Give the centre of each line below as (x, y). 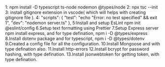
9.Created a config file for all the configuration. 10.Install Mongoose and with (83, 44)
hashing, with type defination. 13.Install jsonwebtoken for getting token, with (82, 54)
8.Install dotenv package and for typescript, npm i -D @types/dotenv (75, 38)
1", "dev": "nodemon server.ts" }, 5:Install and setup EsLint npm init (73, 23)
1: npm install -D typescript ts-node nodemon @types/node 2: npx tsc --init (82, 7)
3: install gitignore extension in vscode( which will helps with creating (76, 12)
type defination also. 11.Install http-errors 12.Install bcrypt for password (77, 49)
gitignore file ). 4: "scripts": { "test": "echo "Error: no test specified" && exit (81, 17)
